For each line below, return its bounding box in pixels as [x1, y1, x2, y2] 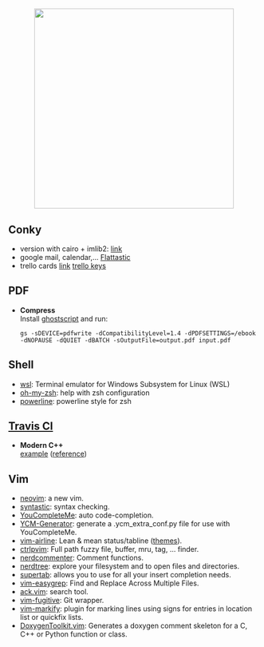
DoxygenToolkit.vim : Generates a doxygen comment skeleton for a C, [19, 621, 248, 631]
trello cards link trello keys [19, 261, 106, 270]
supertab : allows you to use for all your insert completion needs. [19, 570, 231, 580]
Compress [19, 305, 56, 315]
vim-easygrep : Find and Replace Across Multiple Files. [19, 578, 199, 588]
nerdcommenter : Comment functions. [19, 553, 144, 563]
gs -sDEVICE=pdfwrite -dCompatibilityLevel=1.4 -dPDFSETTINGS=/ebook [19, 329, 257, 337]
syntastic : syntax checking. [19, 502, 110, 512]
